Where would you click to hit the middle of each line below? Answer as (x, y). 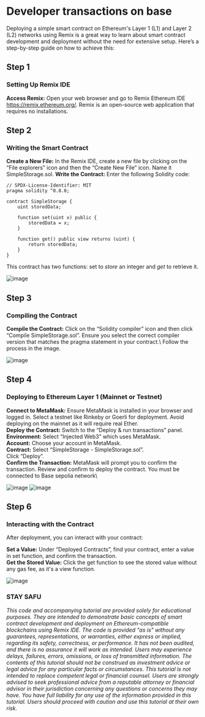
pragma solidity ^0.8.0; (38, 191)
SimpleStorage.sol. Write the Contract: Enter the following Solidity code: (98, 174)
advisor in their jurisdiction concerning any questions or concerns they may (102, 688)
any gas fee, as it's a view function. (51, 569)
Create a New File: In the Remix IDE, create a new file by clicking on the (97, 161)
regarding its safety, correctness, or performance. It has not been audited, (100, 643)
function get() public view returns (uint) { (76, 239)
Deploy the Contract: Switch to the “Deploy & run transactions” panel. (95, 430)
